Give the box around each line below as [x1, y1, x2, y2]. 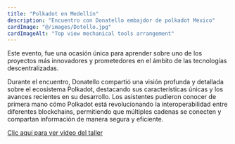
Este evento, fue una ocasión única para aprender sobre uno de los [7, 49, 203, 58]
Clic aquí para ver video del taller [7, 129, 103, 137]
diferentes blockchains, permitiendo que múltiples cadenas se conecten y [7, 107, 222, 116]
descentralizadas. [7, 64, 59, 72]
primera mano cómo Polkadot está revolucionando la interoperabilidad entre [7, 100, 228, 109]
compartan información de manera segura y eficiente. [7, 115, 164, 124]
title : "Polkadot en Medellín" [7, 10, 99, 18]
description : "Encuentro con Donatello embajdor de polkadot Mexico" [7, 17, 216, 24]
